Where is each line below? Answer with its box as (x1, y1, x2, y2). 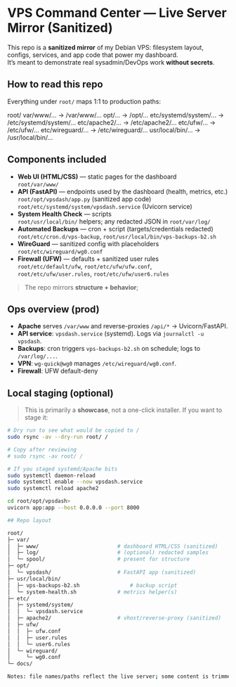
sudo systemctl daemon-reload (7, 472, 96, 479)
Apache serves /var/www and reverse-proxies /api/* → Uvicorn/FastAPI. (17, 322, 228, 330)
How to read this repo (7, 79, 103, 91)
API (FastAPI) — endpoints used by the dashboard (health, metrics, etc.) (17, 187, 228, 195)
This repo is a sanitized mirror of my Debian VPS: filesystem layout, (7, 43, 204, 51)
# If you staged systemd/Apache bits (7, 466, 118, 473)
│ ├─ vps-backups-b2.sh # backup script (7, 582, 178, 589)
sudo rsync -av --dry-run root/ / (7, 434, 109, 441)
